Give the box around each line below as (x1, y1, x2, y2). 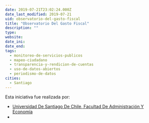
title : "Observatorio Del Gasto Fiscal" (5, 21, 90, 26)
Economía (12, 109, 33, 115)
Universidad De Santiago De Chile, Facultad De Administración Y (12, 103, 144, 109)
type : (5, 30, 16, 35)
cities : (5, 76, 21, 81)
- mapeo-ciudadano (9, 58, 48, 62)
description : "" (5, 26, 38, 31)
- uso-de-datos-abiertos (9, 67, 61, 72)
